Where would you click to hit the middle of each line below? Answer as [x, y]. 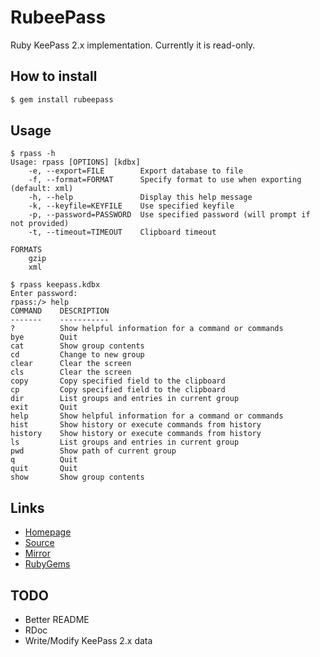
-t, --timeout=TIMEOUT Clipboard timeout [122, 232]
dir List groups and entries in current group [125, 399]
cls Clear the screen [71, 372]
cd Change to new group [77, 355]
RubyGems [47, 564]
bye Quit [44, 337]
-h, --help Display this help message [140, 197]
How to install [54, 76]
